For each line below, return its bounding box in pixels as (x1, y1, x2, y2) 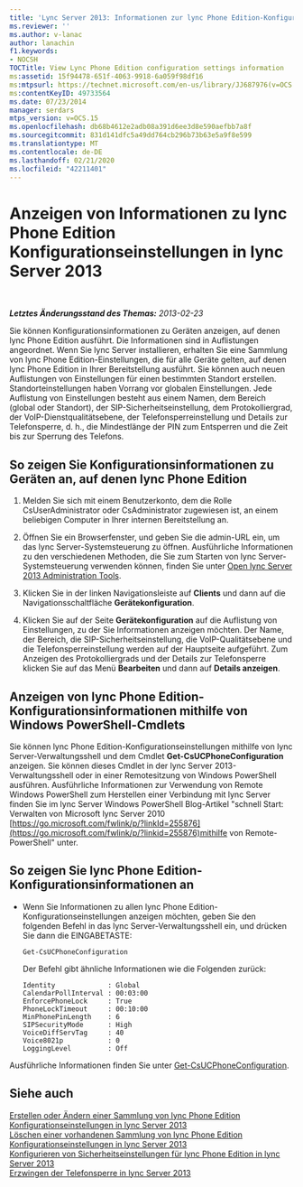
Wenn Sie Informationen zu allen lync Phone (22, 901, 188, 912)
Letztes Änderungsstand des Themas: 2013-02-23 (9, 308, 204, 319)
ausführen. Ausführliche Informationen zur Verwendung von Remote (9, 779, 263, 790)
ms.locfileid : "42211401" (9, 164, 106, 173)
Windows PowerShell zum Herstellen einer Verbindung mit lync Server (9, 789, 271, 800)
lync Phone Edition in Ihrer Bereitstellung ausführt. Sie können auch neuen (9, 364, 286, 375)
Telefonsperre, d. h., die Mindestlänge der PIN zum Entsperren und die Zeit (9, 422, 289, 432)
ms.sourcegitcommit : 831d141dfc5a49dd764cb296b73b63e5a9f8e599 (9, 131, 252, 140)
